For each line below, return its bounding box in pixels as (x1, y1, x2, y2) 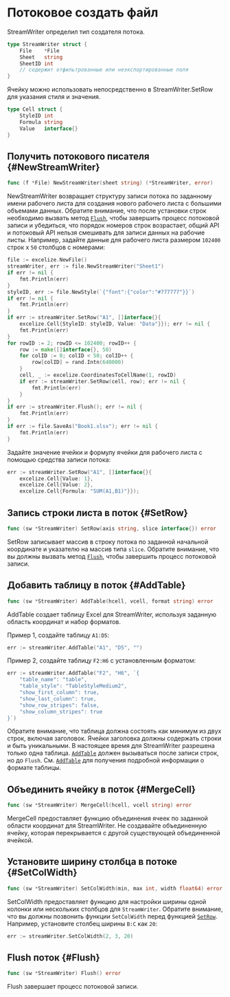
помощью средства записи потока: (7, 455, 111, 464)
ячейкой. (7, 836, 34, 844)
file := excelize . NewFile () (7, 257, 88, 264)
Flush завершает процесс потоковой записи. (7, 983, 139, 991)
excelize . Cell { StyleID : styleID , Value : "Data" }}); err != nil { (19, 321, 211, 328)
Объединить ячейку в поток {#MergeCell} (7, 783, 196, 795)
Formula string (19, 118, 63, 125)
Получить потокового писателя (7, 150, 150, 162)
